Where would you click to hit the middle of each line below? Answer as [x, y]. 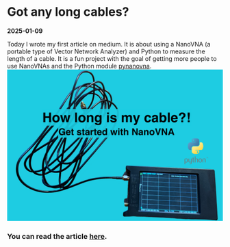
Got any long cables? [68, 12]
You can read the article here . [57, 237]
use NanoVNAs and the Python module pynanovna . [79, 66]
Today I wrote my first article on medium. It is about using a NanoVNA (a [109, 44]
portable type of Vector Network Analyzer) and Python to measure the [106, 51]
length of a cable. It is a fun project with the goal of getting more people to [112, 58]
